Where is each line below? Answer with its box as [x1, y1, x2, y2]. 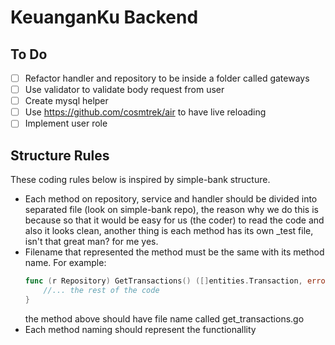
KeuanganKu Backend [10, 6, 199, 29]
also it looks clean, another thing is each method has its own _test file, [24, 225, 314, 237]
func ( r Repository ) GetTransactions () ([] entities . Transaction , [24, 276, 303, 286]
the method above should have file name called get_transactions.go [24, 312, 305, 325]
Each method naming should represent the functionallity [24, 323, 257, 335]
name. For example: [24, 257, 107, 269]
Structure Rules [10, 147, 110, 164]
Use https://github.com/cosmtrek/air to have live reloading [24, 106, 267, 118]
